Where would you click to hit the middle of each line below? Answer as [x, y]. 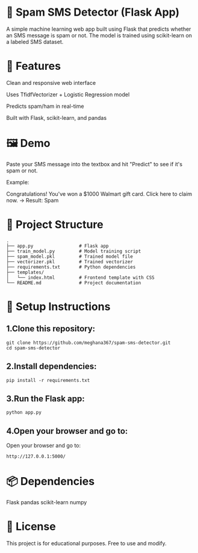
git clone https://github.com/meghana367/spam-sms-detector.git [88, 343]
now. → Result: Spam [32, 200]
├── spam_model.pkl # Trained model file [70, 256]
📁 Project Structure [55, 225]
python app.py [24, 413]
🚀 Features [34, 66]
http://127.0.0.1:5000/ [36, 457]
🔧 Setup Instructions [58, 306]
